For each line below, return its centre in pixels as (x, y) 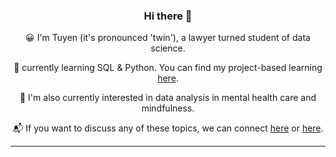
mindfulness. (168, 108)
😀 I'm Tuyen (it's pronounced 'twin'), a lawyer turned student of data (168, 38)
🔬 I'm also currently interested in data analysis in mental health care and (168, 98)
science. (168, 48)
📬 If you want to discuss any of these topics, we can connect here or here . (168, 128)
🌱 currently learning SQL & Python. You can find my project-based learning (168, 68)
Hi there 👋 (168, 16)
